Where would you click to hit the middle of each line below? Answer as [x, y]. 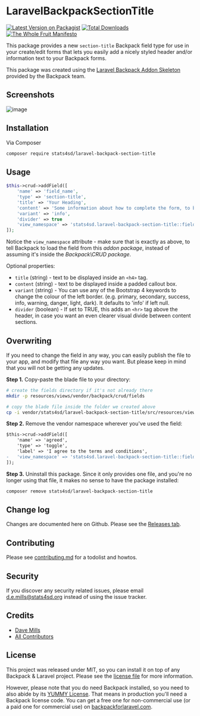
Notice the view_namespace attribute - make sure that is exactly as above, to [98, 242]
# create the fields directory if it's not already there [79, 390]
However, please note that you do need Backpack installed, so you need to [98, 687]
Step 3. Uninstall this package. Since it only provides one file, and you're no [99, 474]
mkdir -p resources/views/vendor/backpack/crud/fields [76, 396]
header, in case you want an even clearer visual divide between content [103, 316]
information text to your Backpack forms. [57, 58]
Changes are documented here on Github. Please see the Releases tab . [94, 524]
